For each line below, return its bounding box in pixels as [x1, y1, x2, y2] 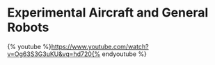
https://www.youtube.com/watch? [51, 42, 149, 50]
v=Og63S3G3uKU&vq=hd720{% [7, 50, 101, 58]
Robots [7, 19, 49, 35]
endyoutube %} [102, 50, 148, 58]
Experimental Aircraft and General [7, 5, 209, 21]
